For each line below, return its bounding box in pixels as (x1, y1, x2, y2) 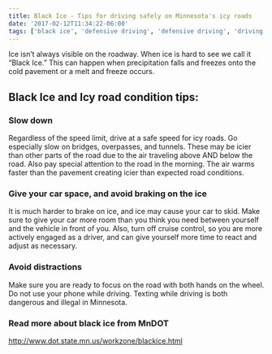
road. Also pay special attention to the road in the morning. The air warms (8, 160, 255, 169)
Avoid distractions (8, 261, 83, 273)
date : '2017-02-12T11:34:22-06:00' (8, 20, 129, 28)
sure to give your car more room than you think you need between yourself (8, 215, 260, 225)
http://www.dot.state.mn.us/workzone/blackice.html (8, 335, 183, 346)
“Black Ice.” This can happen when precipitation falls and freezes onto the (8, 58, 257, 68)
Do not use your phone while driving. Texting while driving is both (8, 288, 228, 298)
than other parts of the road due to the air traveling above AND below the (8, 151, 253, 160)
